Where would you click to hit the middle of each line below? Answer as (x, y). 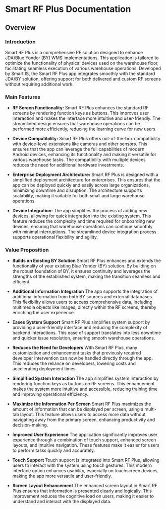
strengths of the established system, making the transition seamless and (86, 276)
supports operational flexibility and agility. (55, 237)
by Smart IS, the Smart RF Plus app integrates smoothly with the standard (80, 74)
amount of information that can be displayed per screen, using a (78, 409)
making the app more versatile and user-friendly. (62, 476)
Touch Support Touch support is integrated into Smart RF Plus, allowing (86, 460)
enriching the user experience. (44, 313)
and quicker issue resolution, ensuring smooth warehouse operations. (83, 338)
